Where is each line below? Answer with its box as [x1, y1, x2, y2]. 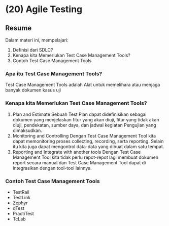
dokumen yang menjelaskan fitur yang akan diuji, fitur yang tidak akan [12, 116, 159, 122]
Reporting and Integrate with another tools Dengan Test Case [12, 149, 141, 155]
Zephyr [12, 200, 28, 206]
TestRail [12, 189, 29, 195]
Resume [5, 24, 32, 32]
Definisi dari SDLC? [12, 47, 53, 53]
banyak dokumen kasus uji [5, 87, 61, 93]
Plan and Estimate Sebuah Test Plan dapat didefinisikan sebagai [12, 111, 147, 117]
